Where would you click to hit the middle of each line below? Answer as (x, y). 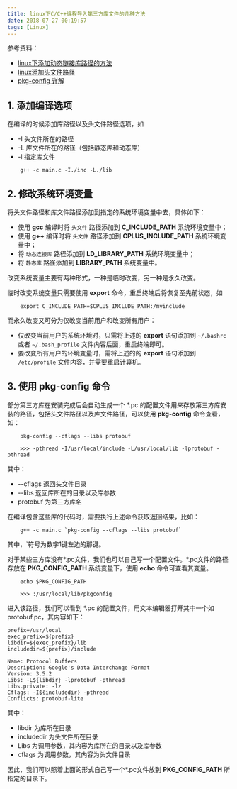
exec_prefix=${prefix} (41, 636)
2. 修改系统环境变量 (50, 193)
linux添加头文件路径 (46, 72)
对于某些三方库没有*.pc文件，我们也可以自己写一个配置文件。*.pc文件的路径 (118, 559)
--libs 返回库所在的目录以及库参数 (67, 492)
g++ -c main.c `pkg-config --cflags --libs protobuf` (101, 530)
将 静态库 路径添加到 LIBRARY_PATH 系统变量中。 (89, 263)
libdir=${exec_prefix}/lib (47, 643)
